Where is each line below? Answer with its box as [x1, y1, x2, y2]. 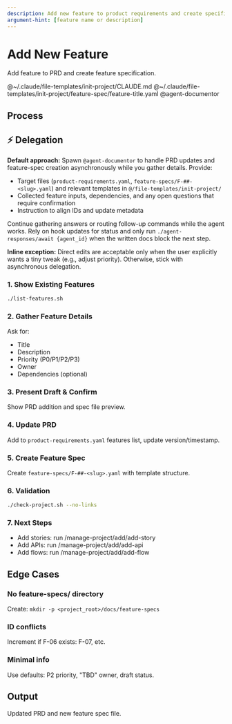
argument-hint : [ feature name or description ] [7, 17, 144, 23]
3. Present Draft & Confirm [7, 388, 98, 397]
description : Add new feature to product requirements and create [7, 10, 202, 17]
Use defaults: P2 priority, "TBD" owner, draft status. [7, 671, 154, 679]
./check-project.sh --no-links [7, 502, 97, 508]
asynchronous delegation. [7, 262, 81, 270]
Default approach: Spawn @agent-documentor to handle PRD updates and [7, 156, 215, 164]
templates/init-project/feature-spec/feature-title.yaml [7, 90, 159, 98]
